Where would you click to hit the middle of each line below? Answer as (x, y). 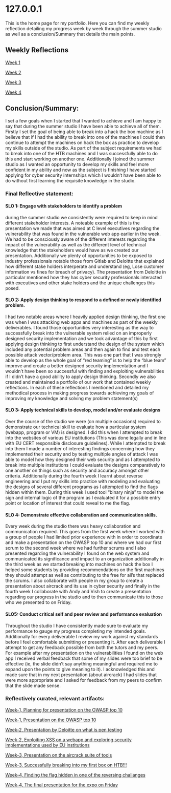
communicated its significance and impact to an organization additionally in (85, 559)
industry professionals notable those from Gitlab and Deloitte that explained (85, 261)
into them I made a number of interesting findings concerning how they (80, 449)
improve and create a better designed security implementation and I (77, 366)
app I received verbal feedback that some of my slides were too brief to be (84, 658)
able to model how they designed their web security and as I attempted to (83, 460)
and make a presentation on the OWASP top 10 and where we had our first (83, 542)
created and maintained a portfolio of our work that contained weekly (78, 382)
